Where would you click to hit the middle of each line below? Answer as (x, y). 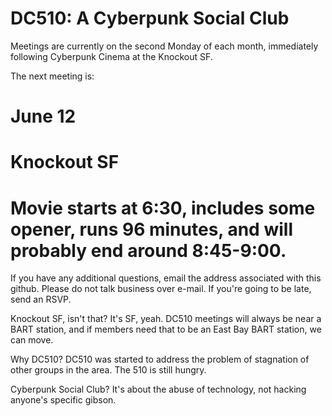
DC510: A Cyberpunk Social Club (150, 18)
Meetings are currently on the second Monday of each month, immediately (164, 46)
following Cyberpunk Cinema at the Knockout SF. (111, 56)
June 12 (43, 116)
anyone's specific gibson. (63, 400)
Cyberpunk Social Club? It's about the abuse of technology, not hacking (158, 389)
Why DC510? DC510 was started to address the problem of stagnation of (160, 359)
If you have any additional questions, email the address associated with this (166, 278)
